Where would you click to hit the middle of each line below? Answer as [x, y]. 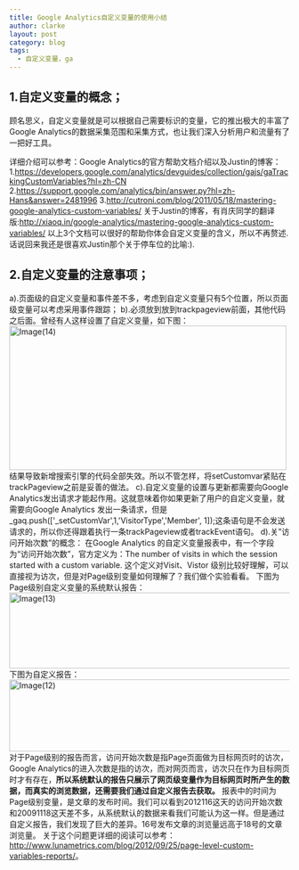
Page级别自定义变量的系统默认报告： [77, 587]
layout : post [33, 34]
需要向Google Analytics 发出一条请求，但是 [88, 509]
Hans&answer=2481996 [53, 200]
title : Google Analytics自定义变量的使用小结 [88, 17]
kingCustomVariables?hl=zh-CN [68, 181]
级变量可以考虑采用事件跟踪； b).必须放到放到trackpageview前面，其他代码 [148, 309]
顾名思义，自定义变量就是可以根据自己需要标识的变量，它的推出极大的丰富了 [149, 120]
